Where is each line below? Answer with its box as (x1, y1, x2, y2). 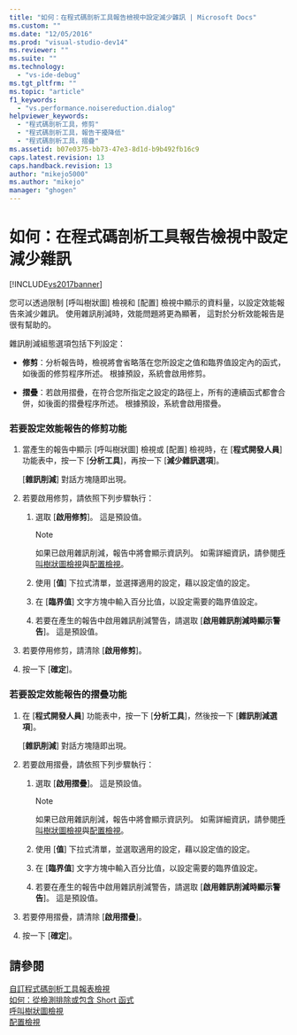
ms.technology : (9, 63, 65, 72)
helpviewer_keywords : (9, 112, 89, 121)
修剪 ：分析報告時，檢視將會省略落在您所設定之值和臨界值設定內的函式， (21, 356, 286, 368)
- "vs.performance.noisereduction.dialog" (17, 104, 176, 113)
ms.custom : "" (9, 21, 62, 30)
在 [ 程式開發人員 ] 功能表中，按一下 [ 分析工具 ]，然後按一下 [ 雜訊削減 (21, 710, 270, 720)
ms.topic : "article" (9, 87, 86, 96)
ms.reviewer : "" (9, 46, 69, 55)
